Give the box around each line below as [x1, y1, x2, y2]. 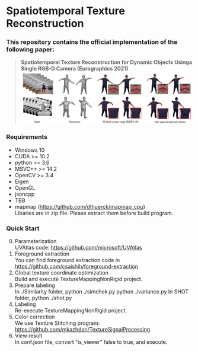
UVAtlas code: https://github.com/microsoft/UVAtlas [14, 244, 142, 251]
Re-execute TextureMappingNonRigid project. [14, 307, 127, 314]
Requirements [6, 133, 48, 141]
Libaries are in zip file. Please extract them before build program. [14, 209, 174, 216]
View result [14, 332, 43, 339]
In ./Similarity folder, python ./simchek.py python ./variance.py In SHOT [14, 288, 189, 295]
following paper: [6, 46, 55, 54]
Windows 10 [14, 146, 45, 154]
